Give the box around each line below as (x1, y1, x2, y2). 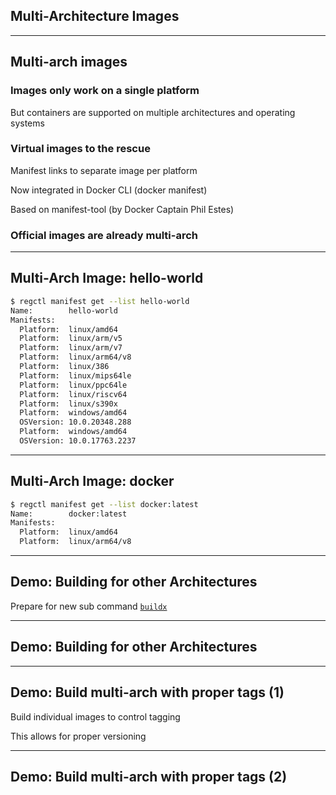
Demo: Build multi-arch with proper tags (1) (10, 684, 285, 701)
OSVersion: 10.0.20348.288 (19, 417, 132, 428)
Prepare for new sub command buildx (10, 600, 168, 612)
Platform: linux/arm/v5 (19, 334, 123, 344)
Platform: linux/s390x (19, 399, 118, 409)
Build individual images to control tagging (10, 710, 181, 723)
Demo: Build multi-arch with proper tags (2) (10, 768, 288, 785)
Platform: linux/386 (19, 362, 110, 372)
